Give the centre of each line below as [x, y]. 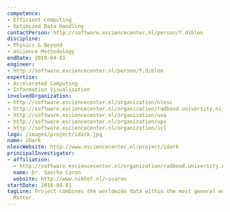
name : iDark [24, 141]
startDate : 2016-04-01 [39, 185]
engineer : [21, 64]
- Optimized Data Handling [46, 26]
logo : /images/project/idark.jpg [55, 134]
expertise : [23, 77]
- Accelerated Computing [42, 83]
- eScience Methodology [41, 52]
